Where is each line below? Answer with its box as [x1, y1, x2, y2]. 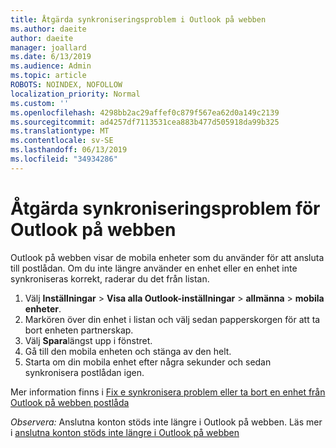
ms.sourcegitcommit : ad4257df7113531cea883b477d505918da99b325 [10, 117, 280, 127]
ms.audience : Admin [10, 61, 92, 71]
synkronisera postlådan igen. [24, 366, 145, 378]
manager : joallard [10, 42, 87, 53]
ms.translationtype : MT [10, 126, 110, 136]
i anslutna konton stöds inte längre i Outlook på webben [10, 426, 240, 438]
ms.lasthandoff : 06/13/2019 [10, 145, 128, 155]
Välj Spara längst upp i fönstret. [24, 334, 153, 346]
